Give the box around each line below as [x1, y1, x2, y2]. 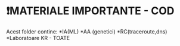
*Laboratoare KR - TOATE [6, 34, 70, 41]
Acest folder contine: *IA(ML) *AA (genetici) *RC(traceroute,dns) [6, 27, 167, 35]
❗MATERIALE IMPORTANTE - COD [6, 4, 175, 18]
